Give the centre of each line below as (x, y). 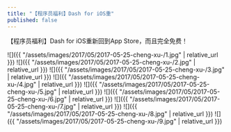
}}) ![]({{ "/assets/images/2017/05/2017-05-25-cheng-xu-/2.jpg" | (102, 62)
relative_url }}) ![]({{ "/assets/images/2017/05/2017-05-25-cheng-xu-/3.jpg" (116, 69)
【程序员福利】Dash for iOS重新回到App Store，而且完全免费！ (97, 41)
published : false (32, 20)
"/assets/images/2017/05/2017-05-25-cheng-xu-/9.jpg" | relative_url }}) (119, 121)
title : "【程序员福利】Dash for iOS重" (61, 14)
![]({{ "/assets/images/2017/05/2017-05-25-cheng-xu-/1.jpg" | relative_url (113, 55)
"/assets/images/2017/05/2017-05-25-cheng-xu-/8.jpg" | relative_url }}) (110, 114)
